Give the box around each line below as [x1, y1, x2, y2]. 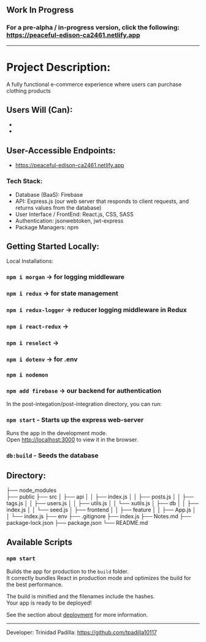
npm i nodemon [6, 371, 48, 378]
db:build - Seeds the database [6, 451, 99, 460]
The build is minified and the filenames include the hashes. [6, 592, 155, 600]
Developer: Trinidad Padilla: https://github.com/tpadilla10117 [6, 629, 158, 636]
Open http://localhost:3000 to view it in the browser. [6, 436, 139, 443]
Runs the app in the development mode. [6, 429, 107, 437]
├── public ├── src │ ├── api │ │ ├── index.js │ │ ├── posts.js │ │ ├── [6, 493, 194, 500]
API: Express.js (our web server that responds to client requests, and [15, 197, 189, 205]
